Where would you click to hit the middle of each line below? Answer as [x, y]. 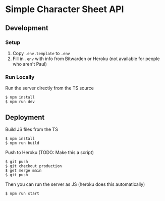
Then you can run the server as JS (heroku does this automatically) [75, 184]
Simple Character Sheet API [65, 9]
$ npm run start [22, 193]
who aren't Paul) [30, 64]
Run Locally [20, 77]
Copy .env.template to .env [41, 53]
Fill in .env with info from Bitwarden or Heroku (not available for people [86, 59]
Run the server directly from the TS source [50, 88]
